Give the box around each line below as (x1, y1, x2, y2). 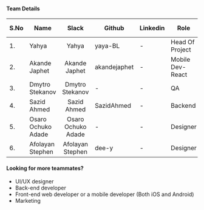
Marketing (15, 197, 41, 205)
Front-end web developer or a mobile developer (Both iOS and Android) (15, 191, 194, 198)
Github (104, 24, 124, 33)
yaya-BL (95, 42, 120, 50)
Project (171, 45, 191, 54)
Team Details (6, 5, 41, 12)
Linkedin (139, 24, 165, 33)
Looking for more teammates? (6, 164, 84, 172)
